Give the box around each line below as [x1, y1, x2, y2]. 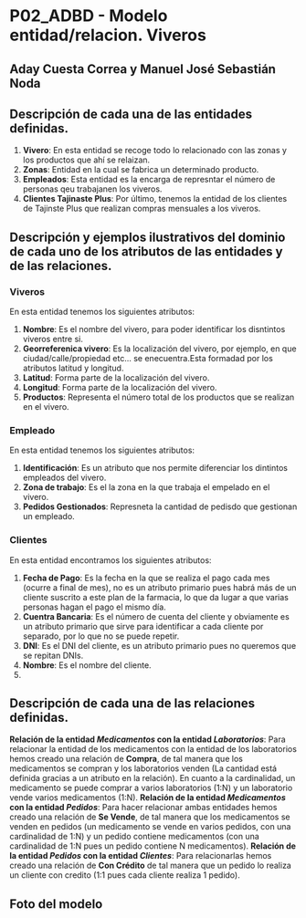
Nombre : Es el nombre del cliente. [22, 659, 153, 671]
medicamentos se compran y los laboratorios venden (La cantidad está [9, 763, 277, 774]
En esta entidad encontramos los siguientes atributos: [9, 554, 212, 566]
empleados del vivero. [22, 472, 107, 484]
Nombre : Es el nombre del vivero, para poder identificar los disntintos [22, 324, 286, 335]
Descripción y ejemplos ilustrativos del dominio [9, 229, 286, 245]
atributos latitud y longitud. [22, 362, 124, 374]
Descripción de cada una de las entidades [9, 106, 253, 121]
